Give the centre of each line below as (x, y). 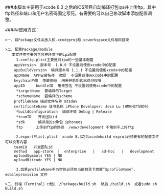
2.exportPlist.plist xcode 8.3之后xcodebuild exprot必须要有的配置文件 (88, 137)
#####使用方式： (23, 30)
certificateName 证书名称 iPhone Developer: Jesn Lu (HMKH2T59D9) (82, 107)
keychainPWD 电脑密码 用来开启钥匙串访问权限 (58, 81)
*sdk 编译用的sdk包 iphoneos (49, 122)
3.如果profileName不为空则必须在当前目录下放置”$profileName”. (76, 170)
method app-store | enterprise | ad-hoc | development (84, 152)
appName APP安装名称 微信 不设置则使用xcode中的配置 (66, 75)
